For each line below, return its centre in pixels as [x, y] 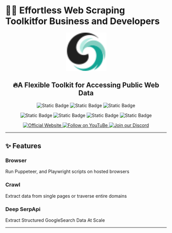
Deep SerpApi [23, 209]
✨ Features [23, 146]
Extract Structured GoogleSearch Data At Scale [55, 220]
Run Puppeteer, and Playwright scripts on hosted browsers [67, 172]
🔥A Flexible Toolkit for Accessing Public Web [86, 85]
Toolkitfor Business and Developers [83, 21]
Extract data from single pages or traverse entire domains [66, 196]
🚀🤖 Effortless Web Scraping [65, 10]
